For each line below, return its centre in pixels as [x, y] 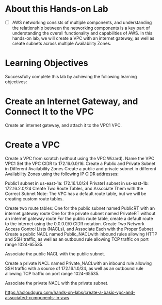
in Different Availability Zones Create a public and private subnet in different [81, 168]
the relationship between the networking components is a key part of [81, 28]
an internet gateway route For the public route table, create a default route [79, 218]
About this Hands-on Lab [57, 9]
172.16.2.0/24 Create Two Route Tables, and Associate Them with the [74, 188]
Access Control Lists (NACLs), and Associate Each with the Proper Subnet [79, 229]
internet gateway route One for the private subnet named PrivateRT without [80, 213]
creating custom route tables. [34, 198]
